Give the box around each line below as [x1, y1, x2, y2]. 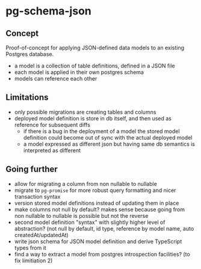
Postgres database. [5, 51, 54, 58]
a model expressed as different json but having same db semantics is [23, 140, 195, 147]
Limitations [5, 92, 49, 103]
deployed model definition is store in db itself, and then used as [14, 114, 172, 122]
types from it [14, 244, 46, 251]
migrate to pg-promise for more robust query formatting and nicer [14, 187, 176, 194]
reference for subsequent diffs [14, 121, 91, 128]
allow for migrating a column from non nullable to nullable [14, 180, 157, 187]
